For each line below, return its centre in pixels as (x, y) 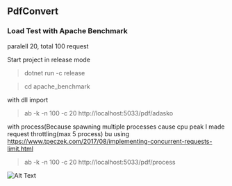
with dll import (28, 100)
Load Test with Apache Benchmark (67, 31)
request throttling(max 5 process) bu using (68, 133)
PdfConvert (33, 11)
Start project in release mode (49, 59)
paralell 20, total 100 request (48, 46)
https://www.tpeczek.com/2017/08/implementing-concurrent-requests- (110, 141)
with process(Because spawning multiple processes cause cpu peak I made (116, 127)
